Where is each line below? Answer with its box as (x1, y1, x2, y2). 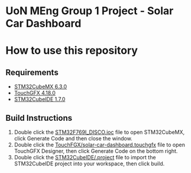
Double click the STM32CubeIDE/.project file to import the (14, 154, 156, 161)
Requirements (5, 67, 59, 78)
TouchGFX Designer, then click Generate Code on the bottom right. (14, 148, 178, 155)
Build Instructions (5, 113, 73, 123)
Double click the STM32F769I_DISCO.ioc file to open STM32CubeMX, (14, 129, 185, 136)
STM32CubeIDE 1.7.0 (14, 96, 66, 103)
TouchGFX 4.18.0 (14, 89, 56, 97)
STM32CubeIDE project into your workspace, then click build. (14, 160, 165, 167)
